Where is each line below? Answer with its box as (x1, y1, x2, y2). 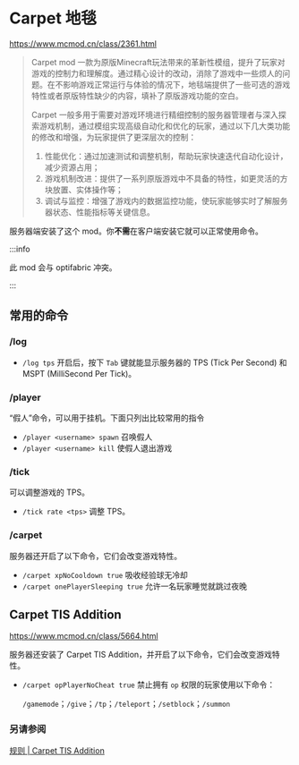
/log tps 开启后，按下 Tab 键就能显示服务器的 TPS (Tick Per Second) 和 (21, 357, 288, 368)
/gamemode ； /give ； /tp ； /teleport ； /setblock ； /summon (21, 699, 231, 710)
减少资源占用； (44, 162, 100, 173)
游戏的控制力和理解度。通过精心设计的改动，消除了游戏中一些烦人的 (30, 68, 283, 79)
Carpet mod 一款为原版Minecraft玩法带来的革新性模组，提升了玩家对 (30, 56, 286, 67)
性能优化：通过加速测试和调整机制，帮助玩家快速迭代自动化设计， (44, 150, 288, 161)
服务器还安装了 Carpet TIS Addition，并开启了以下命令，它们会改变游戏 (9, 650, 273, 660)
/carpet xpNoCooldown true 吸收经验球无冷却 (21, 569, 188, 580)
